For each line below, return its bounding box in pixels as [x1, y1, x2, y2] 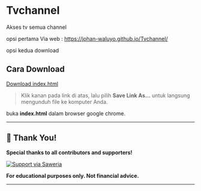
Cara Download [6, 64, 65, 74]
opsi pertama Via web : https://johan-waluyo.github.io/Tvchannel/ [6, 35, 168, 42]
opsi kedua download [6, 46, 59, 54]
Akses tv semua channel [6, 23, 67, 31]
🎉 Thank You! [6, 133, 57, 143]
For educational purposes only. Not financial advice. [6, 172, 139, 179]
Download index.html [6, 80, 59, 87]
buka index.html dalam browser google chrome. [6, 109, 126, 117]
